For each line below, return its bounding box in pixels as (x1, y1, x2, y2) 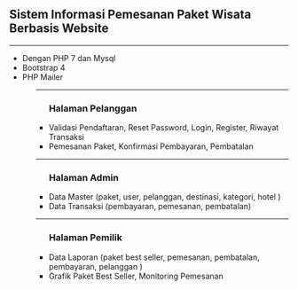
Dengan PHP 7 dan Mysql (21, 52, 116, 63)
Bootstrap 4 (21, 62, 66, 73)
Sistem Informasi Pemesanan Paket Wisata (9, 7, 252, 22)
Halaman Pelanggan (48, 102, 137, 114)
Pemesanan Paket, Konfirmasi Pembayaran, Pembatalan (48, 141, 255, 152)
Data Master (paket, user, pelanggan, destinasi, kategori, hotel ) (48, 192, 281, 202)
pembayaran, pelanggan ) (48, 261, 144, 271)
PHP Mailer (21, 71, 64, 82)
